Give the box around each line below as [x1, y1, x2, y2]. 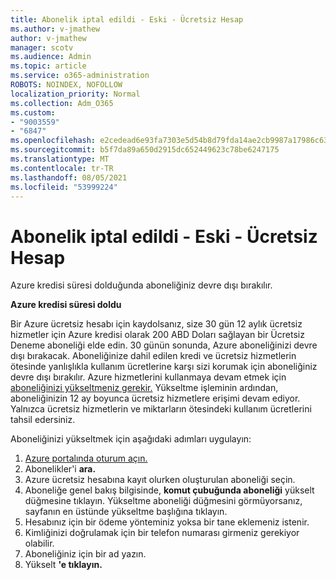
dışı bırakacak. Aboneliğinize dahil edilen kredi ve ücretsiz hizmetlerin [10, 350, 297, 362]
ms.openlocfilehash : [10, 136, 97, 146]
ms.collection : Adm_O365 [10, 98, 114, 108]
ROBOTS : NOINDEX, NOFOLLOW [10, 80, 123, 90]
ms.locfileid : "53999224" [10, 182, 118, 192]
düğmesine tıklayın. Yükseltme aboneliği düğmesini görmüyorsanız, [24, 495, 303, 507]
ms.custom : [10, 107, 56, 118]
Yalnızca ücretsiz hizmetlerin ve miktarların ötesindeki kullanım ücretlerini [10, 403, 312, 415]
